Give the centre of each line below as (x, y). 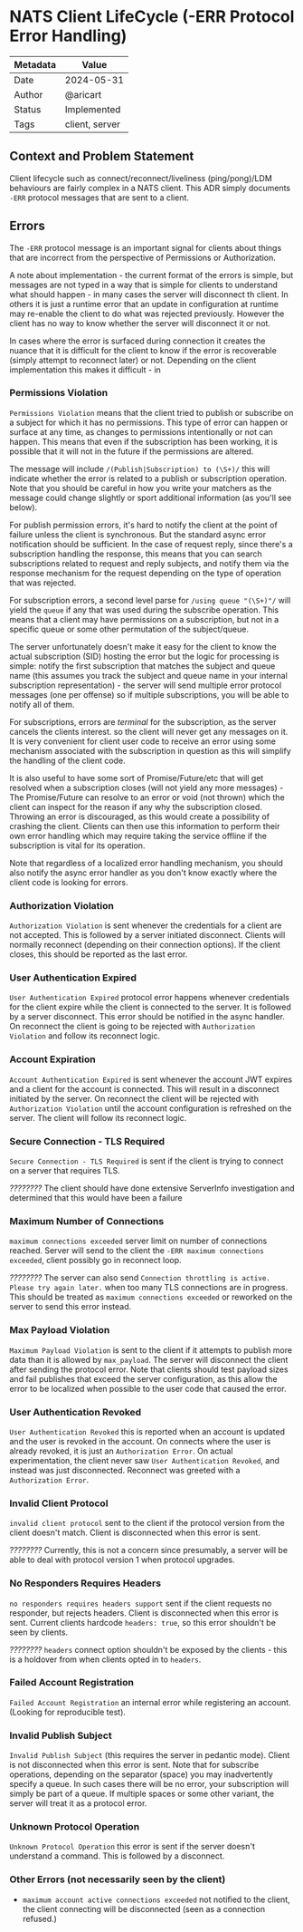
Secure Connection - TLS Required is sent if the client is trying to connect (147, 1161)
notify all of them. (42, 704)
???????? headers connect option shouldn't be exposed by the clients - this (148, 1649)
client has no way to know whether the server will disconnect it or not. (140, 323)
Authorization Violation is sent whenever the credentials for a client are (146, 925)
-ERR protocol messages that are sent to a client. (99, 198)
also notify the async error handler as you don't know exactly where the (143, 873)
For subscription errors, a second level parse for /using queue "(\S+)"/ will (150, 600)
